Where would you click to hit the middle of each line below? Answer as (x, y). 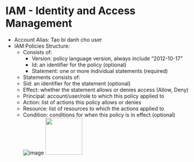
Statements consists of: (52, 77)
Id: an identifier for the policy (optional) (79, 65)
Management (39, 23)
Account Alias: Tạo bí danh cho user (58, 39)
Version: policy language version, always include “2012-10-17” (107, 58)
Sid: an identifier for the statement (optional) (77, 83)
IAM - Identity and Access (71, 11)
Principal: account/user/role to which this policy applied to (93, 96)
